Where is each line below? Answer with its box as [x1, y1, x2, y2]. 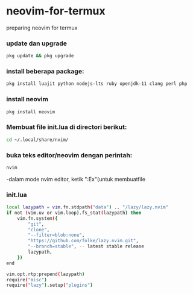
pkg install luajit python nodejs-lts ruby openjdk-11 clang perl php [6, 81, 188, 87]
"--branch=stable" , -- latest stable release [28, 243, 145, 249]
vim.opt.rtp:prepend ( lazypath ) [6, 271, 85, 277]
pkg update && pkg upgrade [6, 53, 74, 59]
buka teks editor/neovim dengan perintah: [6, 151, 133, 159]
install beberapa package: [6, 67, 84, 76]
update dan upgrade [6, 39, 68, 48]
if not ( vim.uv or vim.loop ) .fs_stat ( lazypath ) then [6, 210, 142, 216]
